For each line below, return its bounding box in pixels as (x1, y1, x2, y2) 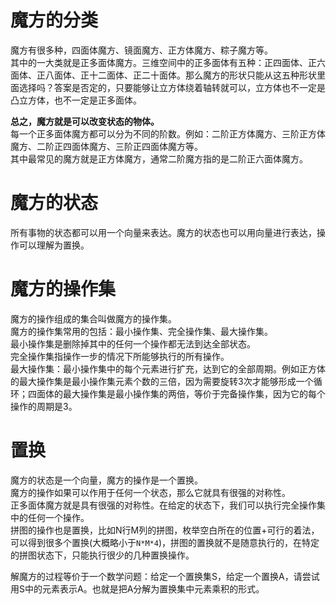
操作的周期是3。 (10, 400, 78, 412)
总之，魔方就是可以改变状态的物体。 (10, 115, 160, 127)
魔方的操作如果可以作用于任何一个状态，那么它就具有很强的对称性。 (10, 486, 291, 498)
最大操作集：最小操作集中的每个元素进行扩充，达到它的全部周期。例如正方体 (10, 362, 326, 375)
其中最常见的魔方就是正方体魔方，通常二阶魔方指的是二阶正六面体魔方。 (10, 152, 308, 165)
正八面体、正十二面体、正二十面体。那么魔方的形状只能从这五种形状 (36, 69, 317, 81)
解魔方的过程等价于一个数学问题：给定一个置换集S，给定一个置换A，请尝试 (10, 570, 320, 582)
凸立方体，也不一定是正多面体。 (10, 94, 142, 106)
